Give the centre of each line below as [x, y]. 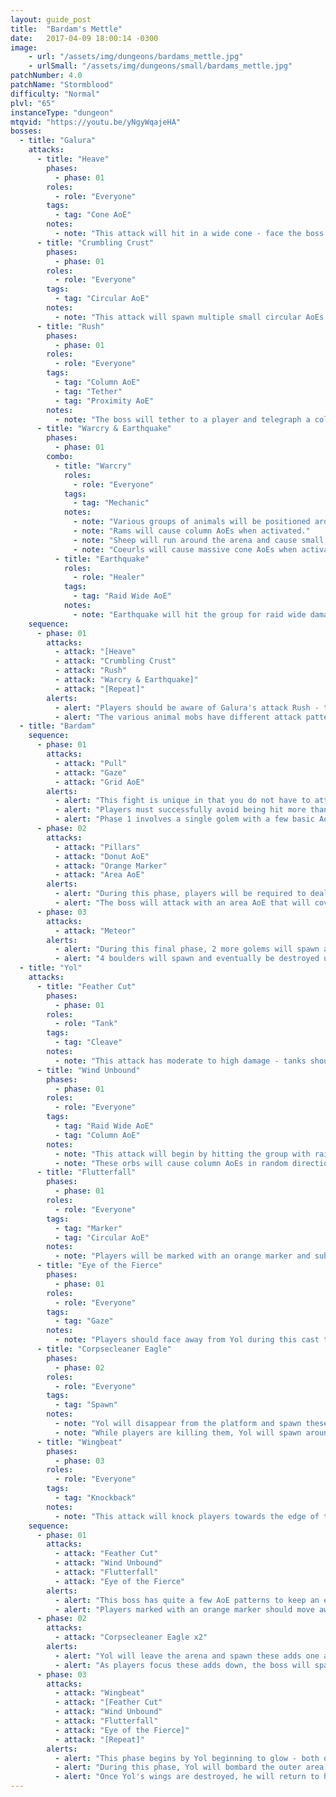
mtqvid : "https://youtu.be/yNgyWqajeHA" [96, 122]
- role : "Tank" [86, 1024]
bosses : [26, 131]
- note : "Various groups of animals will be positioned [192, 522]
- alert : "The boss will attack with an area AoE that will [182, 903]
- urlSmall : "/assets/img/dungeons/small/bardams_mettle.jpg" [160, 66]
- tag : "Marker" [88, 1228]
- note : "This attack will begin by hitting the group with [182, 1154]
